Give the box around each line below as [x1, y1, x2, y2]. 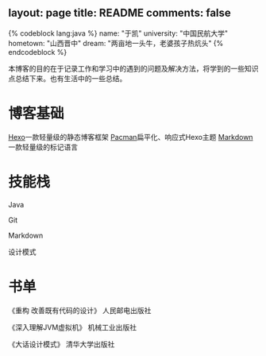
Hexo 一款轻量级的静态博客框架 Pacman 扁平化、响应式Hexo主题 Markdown [8, 132, 253, 141]
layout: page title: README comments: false [8, 6, 232, 20]
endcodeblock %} [8, 47, 67, 56]
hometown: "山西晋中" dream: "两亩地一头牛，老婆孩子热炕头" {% [8, 38, 224, 48]
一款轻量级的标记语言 [8, 142, 78, 152]
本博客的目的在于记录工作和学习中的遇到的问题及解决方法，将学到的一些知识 [8, 64, 259, 73]
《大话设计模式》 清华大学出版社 [8, 339, 115, 349]
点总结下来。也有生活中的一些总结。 [8, 73, 127, 83]
